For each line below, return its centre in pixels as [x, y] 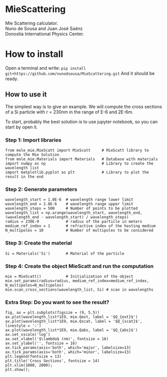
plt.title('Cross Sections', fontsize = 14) [52, 361]
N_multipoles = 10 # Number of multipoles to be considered [79, 230]
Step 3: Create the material [39, 243]
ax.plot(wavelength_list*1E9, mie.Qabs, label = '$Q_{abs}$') [71, 330]
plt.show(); [18, 370]
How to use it [26, 95]
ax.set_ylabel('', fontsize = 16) [41, 343]
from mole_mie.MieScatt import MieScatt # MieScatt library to [77, 150]
